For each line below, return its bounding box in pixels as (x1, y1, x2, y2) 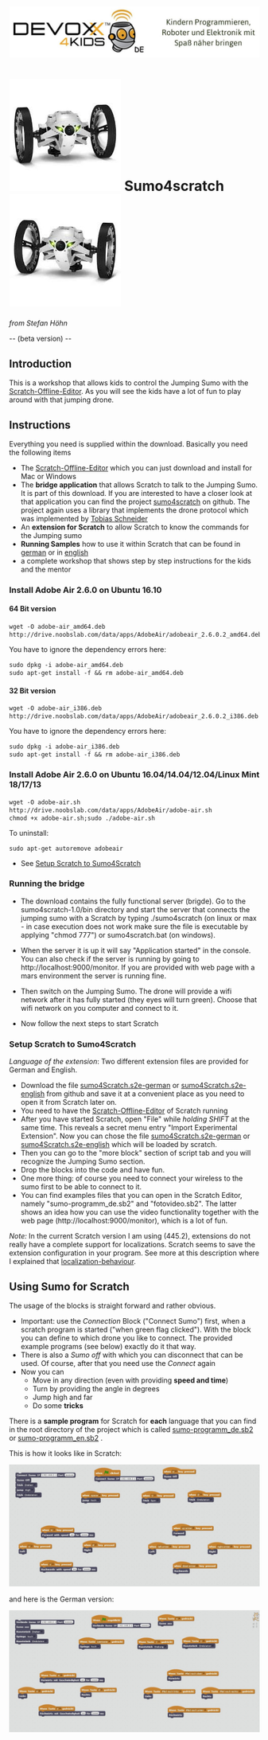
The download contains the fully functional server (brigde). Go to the (20, 896, 247, 906)
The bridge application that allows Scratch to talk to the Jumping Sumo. (20, 480, 258, 490)
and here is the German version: (9, 1594, 115, 1604)
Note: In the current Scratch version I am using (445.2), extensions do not (9, 1231, 251, 1241)
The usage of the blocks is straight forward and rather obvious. (9, 1301, 216, 1310)
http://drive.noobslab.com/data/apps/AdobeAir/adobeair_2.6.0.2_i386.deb (9, 712, 259, 720)
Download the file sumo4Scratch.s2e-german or (20, 1081, 180, 1090)
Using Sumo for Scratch (9, 1280, 130, 1293)
